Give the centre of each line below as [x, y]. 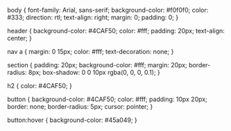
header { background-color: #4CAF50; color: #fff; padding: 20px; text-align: [116, 31]
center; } [20, 38]
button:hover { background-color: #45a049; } [72, 120]
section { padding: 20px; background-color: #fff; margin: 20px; [97, 65]
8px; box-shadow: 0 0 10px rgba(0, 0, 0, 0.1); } [94, 72]
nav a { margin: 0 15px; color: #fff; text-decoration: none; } [91, 52]
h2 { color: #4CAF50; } [40, 86]
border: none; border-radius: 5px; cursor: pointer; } [80, 106]
